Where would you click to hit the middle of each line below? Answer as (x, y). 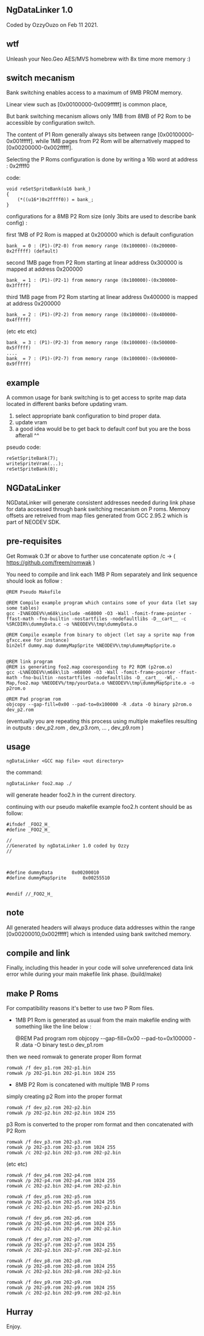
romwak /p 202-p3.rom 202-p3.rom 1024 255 (61, 1148)
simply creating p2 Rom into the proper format (64, 1096)
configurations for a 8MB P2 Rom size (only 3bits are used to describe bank (101, 216)
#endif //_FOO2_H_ (30, 894)
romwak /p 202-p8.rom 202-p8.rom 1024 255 (61, 1266)
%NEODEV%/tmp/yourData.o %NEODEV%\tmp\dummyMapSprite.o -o (118, 683)
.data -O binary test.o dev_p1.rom (62, 1045)
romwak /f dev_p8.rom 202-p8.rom (49, 1261)
